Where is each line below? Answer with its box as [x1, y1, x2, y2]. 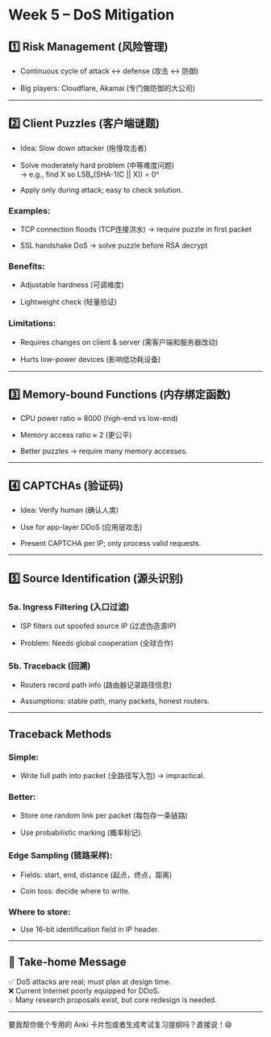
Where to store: [8, 906, 71, 917]
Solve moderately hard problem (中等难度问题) [19, 160, 175, 170]
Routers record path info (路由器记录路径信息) [19, 680, 172, 690]
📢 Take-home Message [8, 956, 127, 969]
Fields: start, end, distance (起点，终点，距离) [19, 869, 173, 880]
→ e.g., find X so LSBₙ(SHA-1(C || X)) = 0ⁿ [19, 169, 160, 179]
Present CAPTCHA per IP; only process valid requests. [19, 539, 202, 548]
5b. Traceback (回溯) [8, 660, 91, 671]
